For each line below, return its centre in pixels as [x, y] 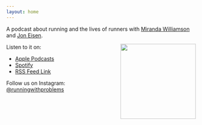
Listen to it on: [24, 47]
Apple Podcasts [35, 58]
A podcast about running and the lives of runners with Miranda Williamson [98, 29]
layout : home [23, 12]
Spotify [24, 65]
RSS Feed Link [33, 71]
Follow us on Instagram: [36, 83]
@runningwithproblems [35, 89]
